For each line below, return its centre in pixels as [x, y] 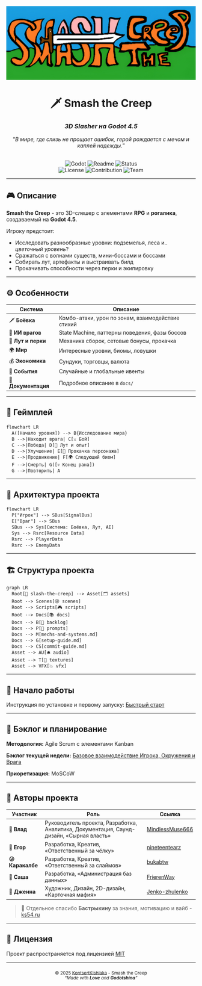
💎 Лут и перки [27, 341]
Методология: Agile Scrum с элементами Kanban [70, 743]
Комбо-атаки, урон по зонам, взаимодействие [119, 318]
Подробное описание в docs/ [96, 383]
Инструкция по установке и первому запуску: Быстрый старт [85, 705]
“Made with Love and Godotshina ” [101, 978]
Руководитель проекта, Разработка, [91, 823]
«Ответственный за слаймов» [83, 865]
